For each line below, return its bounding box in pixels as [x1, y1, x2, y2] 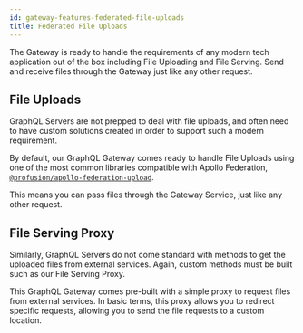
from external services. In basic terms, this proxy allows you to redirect [9, 296, 275, 307]
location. [9, 315, 43, 326]
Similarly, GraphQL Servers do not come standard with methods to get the [9, 250, 286, 261]
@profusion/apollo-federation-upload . [9, 172, 154, 183]
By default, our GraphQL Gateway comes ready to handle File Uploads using [9, 153, 295, 164]
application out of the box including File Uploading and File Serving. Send [9, 56, 284, 67]
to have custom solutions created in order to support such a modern [9, 126, 265, 137]
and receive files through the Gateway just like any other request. [9, 65, 253, 77]
